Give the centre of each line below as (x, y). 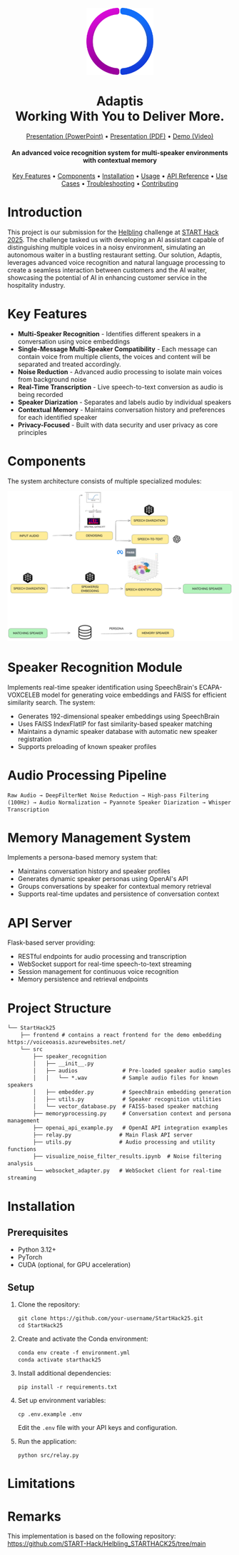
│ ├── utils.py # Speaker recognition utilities (127, 1099)
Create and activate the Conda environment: (83, 1339)
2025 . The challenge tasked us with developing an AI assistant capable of (116, 240)
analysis (20, 1164)
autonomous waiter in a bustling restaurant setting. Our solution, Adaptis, (115, 255)
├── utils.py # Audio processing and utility (124, 1142)
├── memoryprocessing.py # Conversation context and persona (132, 1114)
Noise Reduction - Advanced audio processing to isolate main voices (120, 372)
